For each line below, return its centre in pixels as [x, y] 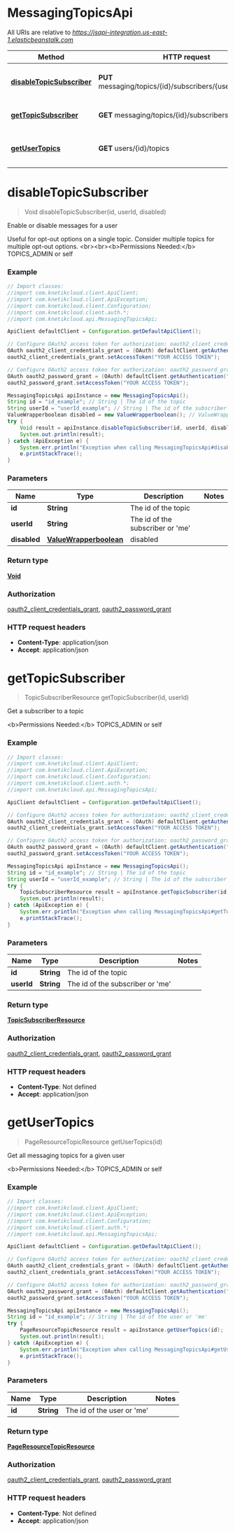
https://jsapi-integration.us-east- [120, 32]
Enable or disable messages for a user [62, 225]
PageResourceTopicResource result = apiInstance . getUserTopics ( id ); [122, 1330]
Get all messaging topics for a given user [66, 1155]
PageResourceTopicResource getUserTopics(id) [93, 1142]
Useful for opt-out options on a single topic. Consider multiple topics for [111, 238]
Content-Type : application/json [63, 643]
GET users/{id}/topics [134, 148]
